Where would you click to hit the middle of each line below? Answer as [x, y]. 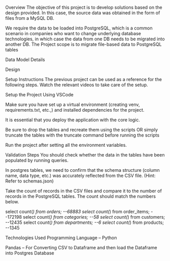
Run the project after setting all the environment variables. [66, 145]
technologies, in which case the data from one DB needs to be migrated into [85, 39]
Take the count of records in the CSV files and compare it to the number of [83, 191]
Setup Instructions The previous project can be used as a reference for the [83, 79]
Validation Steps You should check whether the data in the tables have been [85, 155]
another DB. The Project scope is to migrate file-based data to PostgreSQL [83, 44]
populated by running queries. [37, 160]
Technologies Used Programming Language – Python [61, 238]
